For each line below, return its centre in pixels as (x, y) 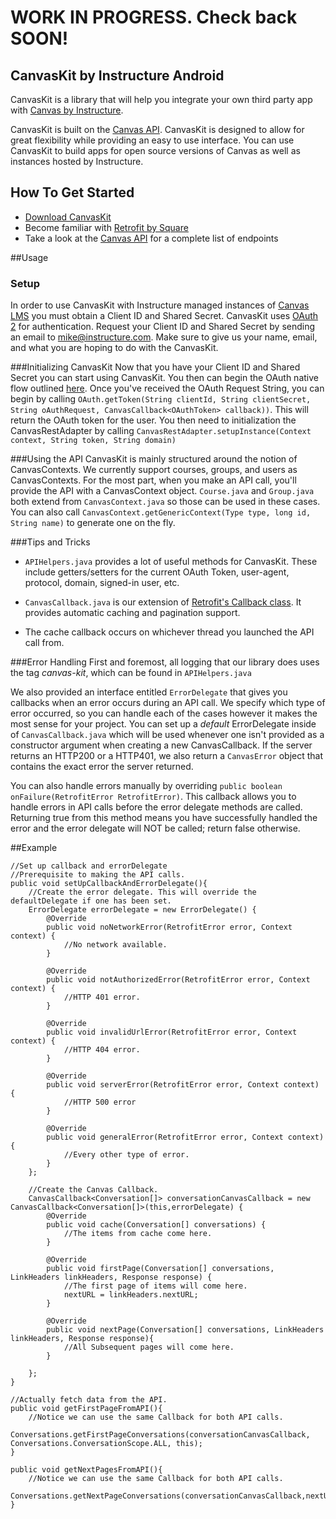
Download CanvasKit (68, 217)
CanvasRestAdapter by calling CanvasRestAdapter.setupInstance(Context (161, 431)
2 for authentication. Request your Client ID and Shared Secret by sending (163, 327)
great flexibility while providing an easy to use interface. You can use (152, 140)
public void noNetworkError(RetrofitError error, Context (169, 927)
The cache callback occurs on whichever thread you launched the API (169, 632)
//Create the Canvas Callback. (93, 1190)
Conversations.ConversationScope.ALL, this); (106, 1444)
